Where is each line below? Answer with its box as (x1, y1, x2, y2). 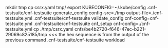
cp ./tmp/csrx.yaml (33, 26, 73, 32)
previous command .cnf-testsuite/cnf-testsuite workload (5, 37, 125, 43)
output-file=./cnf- (126, 10, 163, 16)
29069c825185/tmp (5, 32, 48, 37)
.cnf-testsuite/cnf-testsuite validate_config (33, 15, 124, 21)
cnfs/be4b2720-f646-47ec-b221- (74, 26, 146, 32)
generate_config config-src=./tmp (53, 10, 125, 16)
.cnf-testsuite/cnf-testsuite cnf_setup (33, 20, 113, 27)
